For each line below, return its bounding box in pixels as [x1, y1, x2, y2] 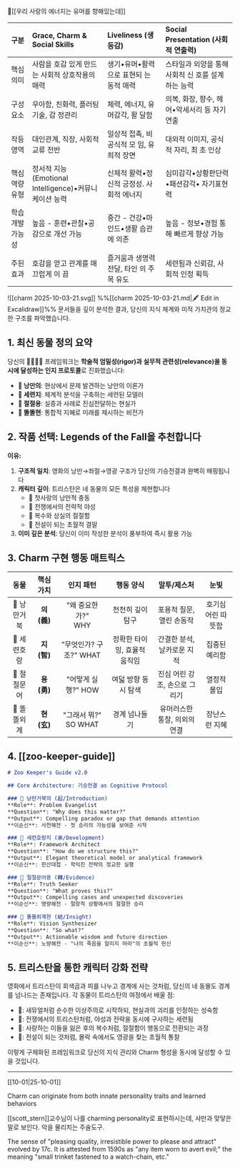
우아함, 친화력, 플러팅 [31, 99, 99, 109]
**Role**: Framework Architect [7, 841, 101, 848]
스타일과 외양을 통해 [165, 59, 229, 69]
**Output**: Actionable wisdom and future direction [7, 933, 168, 941]
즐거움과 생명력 [106, 253, 156, 263]
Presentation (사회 [165, 35, 229, 44]
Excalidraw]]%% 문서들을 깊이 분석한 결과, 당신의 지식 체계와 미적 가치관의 [7, 305, 218, 313]
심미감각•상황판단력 [165, 168, 229, 178]
